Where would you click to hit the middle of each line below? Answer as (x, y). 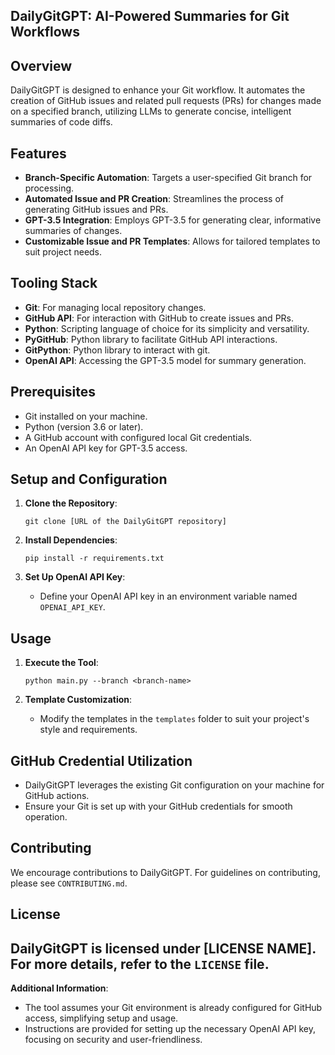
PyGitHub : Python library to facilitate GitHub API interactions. (151, 339)
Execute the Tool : (61, 663)
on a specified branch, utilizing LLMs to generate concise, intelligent (151, 111)
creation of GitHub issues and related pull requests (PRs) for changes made (166, 101)
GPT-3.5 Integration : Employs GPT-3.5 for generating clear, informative (173, 220)
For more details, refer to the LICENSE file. (140, 964)
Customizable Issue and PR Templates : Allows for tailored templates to (172, 241)
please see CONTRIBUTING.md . (69, 883)
